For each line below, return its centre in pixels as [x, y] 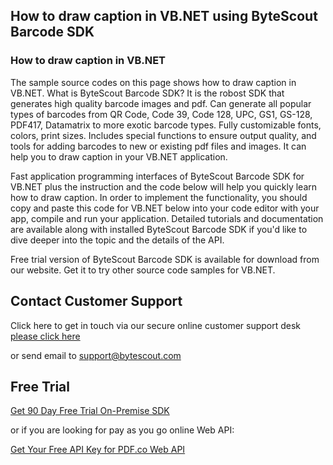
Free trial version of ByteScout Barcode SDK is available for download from [165, 259]
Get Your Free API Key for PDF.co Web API [98, 450]
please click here [45, 336]
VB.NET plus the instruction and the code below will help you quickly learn [164, 186]
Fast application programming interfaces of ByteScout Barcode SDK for [157, 176]
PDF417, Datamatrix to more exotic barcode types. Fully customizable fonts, [166, 125]
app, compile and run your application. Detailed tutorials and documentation [167, 218]
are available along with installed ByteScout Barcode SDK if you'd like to [159, 229]
